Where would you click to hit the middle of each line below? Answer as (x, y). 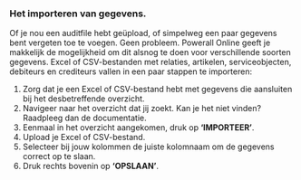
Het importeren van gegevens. (78, 14)
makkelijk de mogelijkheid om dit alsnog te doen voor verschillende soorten (150, 52)
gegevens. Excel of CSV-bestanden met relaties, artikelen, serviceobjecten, (150, 62)
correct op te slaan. (59, 156)
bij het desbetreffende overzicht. (83, 99)
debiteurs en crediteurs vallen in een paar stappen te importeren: (131, 71)
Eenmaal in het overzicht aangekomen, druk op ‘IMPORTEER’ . (138, 128)
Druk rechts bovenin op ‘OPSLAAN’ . (91, 166)
